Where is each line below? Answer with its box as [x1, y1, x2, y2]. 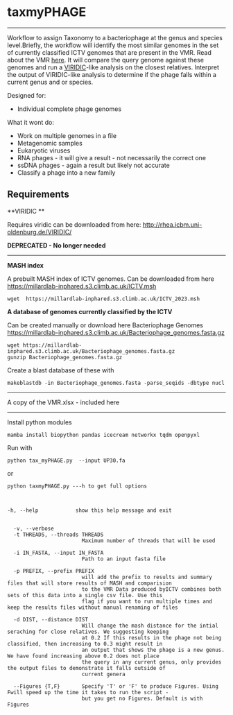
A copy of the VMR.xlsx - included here [7, 398, 120, 406]
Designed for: [7, 91, 46, 99]
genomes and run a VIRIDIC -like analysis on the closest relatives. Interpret [7, 63, 220, 71]
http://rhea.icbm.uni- [142, 220, 202, 229]
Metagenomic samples [17, 139, 83, 147]
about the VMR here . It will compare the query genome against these [7, 55, 205, 64]
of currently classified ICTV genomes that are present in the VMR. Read [7, 48, 212, 56]
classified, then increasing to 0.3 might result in [7, 640, 163, 647]
